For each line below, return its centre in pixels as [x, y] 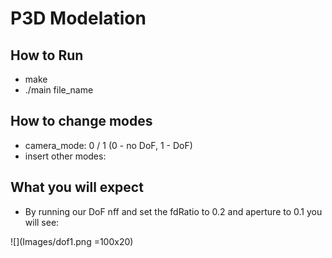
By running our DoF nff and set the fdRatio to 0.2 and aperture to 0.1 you [173, 211]
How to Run [47, 55]
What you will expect [77, 187]
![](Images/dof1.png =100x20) [72, 241]
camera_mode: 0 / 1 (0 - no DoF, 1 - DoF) [108, 145]
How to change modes [81, 121]
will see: [42, 222]
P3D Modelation [78, 18]
